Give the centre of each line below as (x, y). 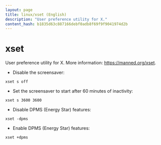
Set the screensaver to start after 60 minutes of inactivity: (73, 91)
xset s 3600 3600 (24, 100)
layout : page (19, 10)
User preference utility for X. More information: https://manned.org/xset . (81, 63)
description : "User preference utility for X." (56, 19)
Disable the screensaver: (38, 72)
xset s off (17, 82)
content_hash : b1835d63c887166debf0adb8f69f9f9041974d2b (67, 24)
